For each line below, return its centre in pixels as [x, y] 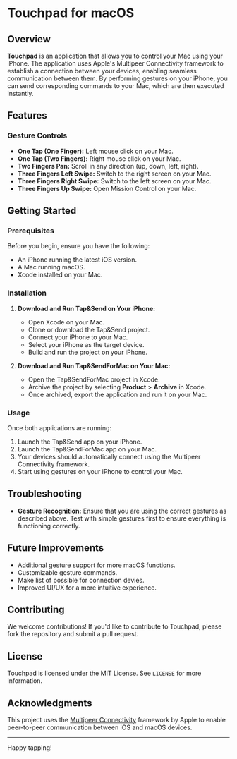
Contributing [36, 609]
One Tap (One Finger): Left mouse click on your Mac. [96, 151]
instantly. [20, 93]
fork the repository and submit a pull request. [73, 634]
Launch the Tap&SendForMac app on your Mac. [87, 449]
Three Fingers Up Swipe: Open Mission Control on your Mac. [107, 188]
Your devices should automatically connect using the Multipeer [109, 456]
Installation [27, 293]
